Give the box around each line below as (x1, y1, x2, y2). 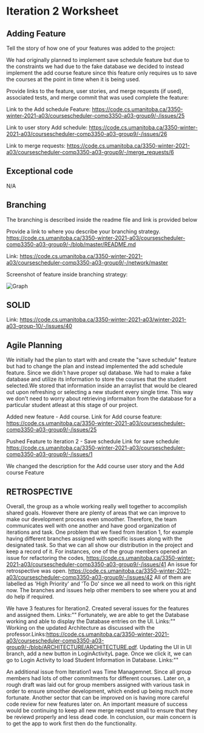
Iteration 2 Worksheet (6, 4, 119, 18)
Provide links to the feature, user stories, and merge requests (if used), (6, 87, 183, 95)
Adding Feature (6, 29, 66, 39)
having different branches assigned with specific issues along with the (6, 535, 183, 542)
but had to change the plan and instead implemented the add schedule (6, 363, 183, 370)
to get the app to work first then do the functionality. (6, 720, 137, 727)
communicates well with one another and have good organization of (6, 522, 177, 530)
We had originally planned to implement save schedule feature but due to (6, 56, 189, 63)
